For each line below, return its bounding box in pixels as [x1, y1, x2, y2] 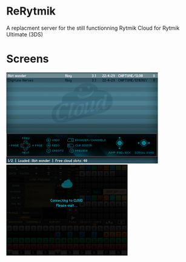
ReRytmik [6, 4, 56, 18]
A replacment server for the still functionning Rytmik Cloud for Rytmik [6, 24, 180, 32]
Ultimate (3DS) [6, 30, 44, 38]
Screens [6, 52, 49, 66]
